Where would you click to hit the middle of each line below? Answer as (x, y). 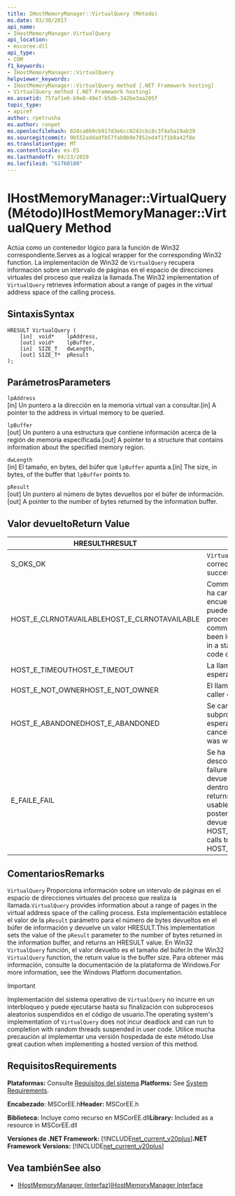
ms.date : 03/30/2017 (37, 20)
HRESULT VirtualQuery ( (42, 330)
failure (217, 770)
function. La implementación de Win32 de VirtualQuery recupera (101, 262)
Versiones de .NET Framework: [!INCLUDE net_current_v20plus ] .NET (107, 1139)
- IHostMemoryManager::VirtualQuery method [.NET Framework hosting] (111, 85)
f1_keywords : (26, 66)
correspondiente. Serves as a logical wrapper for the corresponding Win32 (115, 255)
